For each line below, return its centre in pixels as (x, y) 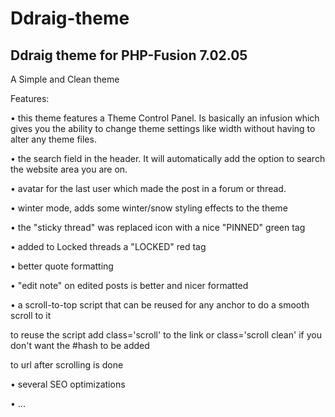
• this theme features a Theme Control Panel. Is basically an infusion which (165, 118)
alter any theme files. (53, 139)
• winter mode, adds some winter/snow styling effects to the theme (149, 208)
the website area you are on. (69, 169)
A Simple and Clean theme (65, 79)
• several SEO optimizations (68, 384)
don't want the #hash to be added (80, 345)
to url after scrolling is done (67, 365)
